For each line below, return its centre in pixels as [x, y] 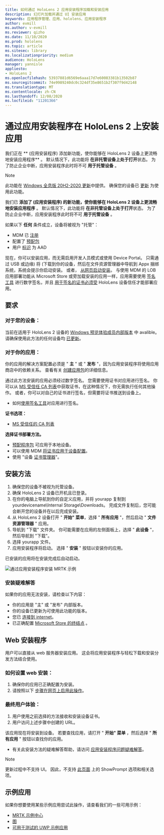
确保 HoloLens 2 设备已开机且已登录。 [51, 493]
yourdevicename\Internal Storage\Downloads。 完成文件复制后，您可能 [84, 505]
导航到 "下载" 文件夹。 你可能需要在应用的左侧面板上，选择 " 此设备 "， [84, 530]
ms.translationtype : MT [29, 87]
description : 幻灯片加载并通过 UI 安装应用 [46, 14]
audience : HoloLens [25, 60]
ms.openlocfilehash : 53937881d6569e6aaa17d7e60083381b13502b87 [71, 78]
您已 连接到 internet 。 [34, 617]
